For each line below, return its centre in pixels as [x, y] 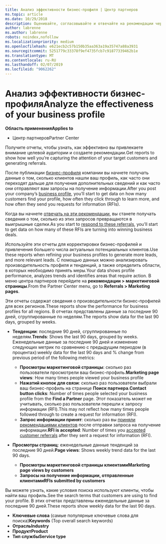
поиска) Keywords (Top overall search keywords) [62, 520]
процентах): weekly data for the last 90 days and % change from [78, 352]
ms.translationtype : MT [30, 55]
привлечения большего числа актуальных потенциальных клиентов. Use [82, 249]
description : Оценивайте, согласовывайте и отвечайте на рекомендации [79, 23]
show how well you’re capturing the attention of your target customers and [81, 158]
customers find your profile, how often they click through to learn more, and [82, 199]
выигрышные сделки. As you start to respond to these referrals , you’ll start [82, 224]
